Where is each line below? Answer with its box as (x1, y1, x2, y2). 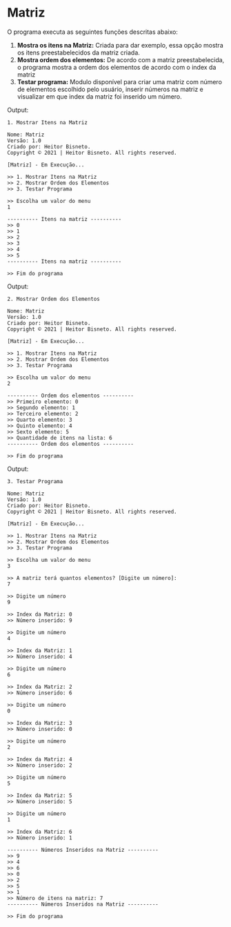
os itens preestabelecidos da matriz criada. (17, 48, 140, 57)
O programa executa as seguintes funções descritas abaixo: (7, 28, 178, 36)
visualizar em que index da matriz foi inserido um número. (17, 92, 183, 101)
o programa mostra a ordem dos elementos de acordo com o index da (17, 63, 217, 71)
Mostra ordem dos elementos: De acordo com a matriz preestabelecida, (17, 55, 225, 64)
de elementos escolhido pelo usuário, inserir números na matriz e (17, 85, 203, 93)
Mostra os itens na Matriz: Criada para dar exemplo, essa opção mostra (17, 41, 223, 49)
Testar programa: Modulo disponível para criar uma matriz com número (17, 77, 223, 86)
